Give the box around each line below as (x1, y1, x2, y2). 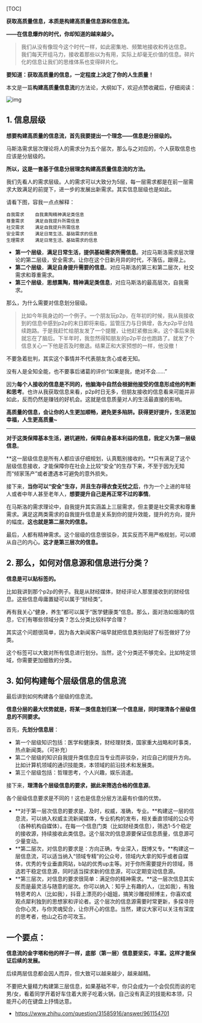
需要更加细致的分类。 (22, 656, 75, 664)
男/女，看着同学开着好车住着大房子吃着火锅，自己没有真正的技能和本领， (6, 990, 188, 998)
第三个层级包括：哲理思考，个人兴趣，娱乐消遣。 (14, 769, 136, 776)
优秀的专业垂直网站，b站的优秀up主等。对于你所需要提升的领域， (25, 860, 188, 867)
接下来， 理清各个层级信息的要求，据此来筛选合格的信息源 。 (6, 782, 154, 789)
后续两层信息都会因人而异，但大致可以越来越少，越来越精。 (6, 970, 154, 977)
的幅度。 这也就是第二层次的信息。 (6, 518, 91, 525)
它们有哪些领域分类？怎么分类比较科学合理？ (16, 615, 127, 623)
